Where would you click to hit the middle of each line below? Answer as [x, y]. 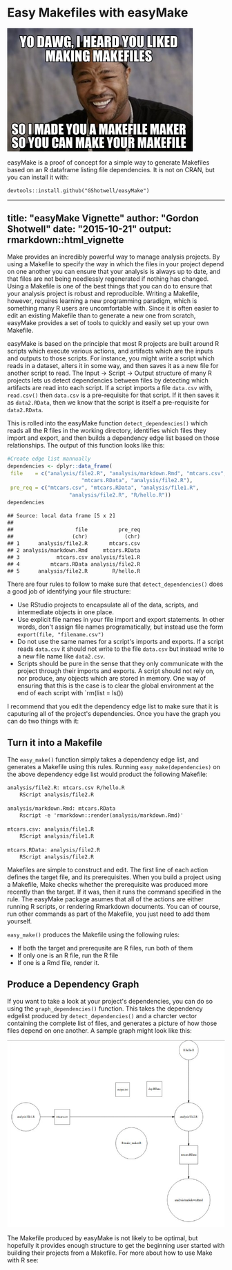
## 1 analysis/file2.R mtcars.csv [74, 543]
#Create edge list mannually [49, 459]
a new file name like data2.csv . [61, 656]
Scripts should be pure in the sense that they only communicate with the [120, 663]
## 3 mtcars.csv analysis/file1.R [74, 557]
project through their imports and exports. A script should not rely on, [116, 671]
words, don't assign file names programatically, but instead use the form [120, 627]
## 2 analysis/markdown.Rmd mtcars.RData [74, 550]
